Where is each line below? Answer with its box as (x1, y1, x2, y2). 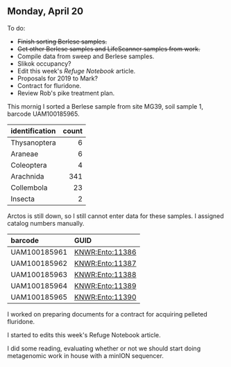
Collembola (10, 183, 48, 193)
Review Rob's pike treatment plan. (17, 89, 115, 97)
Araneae (10, 149, 39, 159)
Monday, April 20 (7, 6, 84, 17)
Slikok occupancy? (17, 59, 71, 68)
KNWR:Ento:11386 (74, 247, 137, 257)
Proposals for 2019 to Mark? (17, 74, 99, 82)
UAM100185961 (10, 247, 68, 257)
